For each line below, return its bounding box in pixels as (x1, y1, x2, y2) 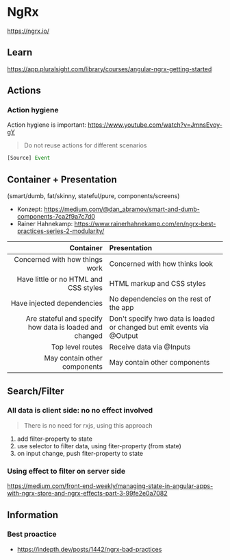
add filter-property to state (16, 435, 92, 443)
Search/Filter (7, 385, 64, 397)
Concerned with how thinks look (109, 259, 214, 269)
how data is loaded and (27, 323, 103, 332)
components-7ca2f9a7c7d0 (16, 212, 96, 221)
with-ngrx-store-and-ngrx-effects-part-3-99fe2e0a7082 (7, 489, 168, 498)
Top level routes (51, 342, 103, 352)
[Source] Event (7, 155, 51, 162)
